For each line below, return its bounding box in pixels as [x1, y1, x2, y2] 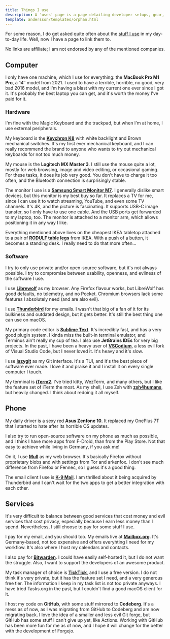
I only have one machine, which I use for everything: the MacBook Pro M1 [5, 74, 160, 80]
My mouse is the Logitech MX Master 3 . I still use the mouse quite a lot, [5, 161, 156, 168]
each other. [5, 485, 29, 491]
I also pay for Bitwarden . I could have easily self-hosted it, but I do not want [5, 554, 164, 560]
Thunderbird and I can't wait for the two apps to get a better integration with [5, 480, 165, 486]
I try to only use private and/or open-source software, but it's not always [5, 265, 157, 271]
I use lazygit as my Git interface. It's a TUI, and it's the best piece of [5, 358, 148, 364]
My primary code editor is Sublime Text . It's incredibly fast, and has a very [5, 326, 162, 333]
